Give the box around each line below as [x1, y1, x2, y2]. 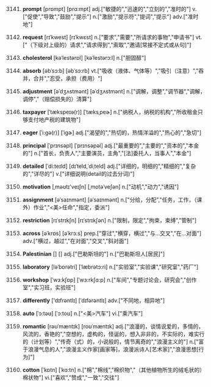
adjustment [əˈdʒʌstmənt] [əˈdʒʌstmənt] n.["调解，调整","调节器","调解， [22, 88, 206, 95]
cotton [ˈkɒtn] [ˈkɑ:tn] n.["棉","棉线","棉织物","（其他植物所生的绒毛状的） [22, 366, 206, 374]
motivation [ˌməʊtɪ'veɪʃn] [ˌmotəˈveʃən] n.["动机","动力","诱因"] [22, 183, 179, 190]
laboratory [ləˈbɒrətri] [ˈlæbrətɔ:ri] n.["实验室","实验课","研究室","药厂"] [22, 263, 199, 270]
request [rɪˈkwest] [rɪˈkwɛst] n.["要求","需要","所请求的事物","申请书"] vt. [22, 34, 202, 41]
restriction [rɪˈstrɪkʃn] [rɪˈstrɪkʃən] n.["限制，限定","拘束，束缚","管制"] [22, 217, 197, 224]
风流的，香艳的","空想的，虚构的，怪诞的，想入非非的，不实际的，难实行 [22, 330, 205, 338]
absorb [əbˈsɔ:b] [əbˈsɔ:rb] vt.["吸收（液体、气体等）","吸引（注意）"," [22, 67, 199, 74]
